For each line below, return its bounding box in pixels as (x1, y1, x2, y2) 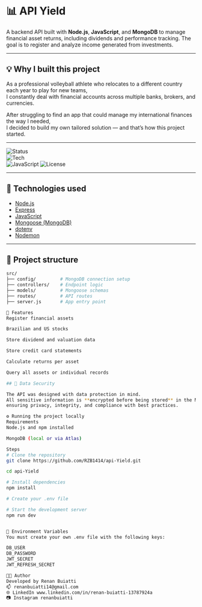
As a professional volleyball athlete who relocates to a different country (6, 80, 183, 87)
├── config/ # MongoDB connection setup (6, 276, 130, 283)
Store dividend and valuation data (6, 337, 96, 343)
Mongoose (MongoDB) (14, 219, 72, 226)
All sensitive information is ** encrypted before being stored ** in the (6, 397, 192, 403)
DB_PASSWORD (6, 550, 36, 557)
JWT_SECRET (6, 556, 34, 562)
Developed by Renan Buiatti (6, 578, 77, 584)
